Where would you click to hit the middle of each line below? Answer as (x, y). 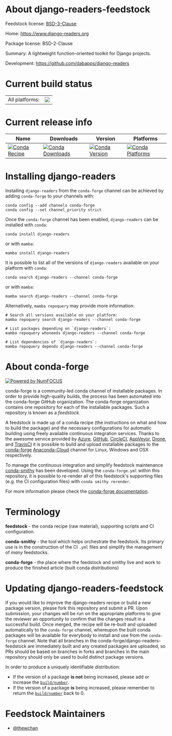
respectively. (19, 455)
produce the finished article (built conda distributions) (62, 568)
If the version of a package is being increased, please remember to (83, 687)
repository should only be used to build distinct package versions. (75, 657)
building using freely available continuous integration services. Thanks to (82, 433)
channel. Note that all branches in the (57, 640)
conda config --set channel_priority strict (53, 210)
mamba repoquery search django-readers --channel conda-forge (73, 319)
